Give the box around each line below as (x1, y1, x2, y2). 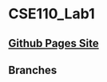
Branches (8, 63, 57, 76)
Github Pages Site (8, 37, 100, 50)
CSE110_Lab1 (8, 5, 95, 23)
